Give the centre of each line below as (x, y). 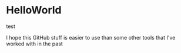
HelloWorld (34, 10)
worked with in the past (34, 44)
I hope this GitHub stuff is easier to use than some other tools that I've (91, 37)
